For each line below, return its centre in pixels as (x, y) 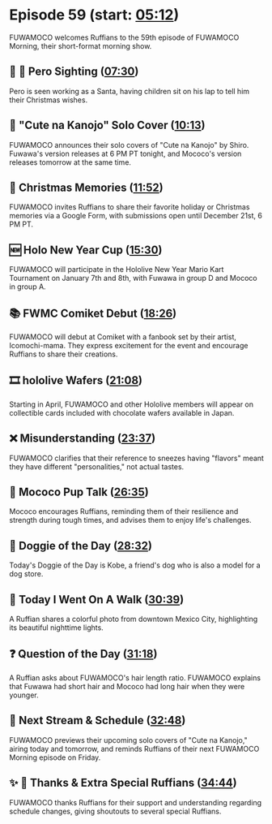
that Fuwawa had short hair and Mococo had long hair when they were (127, 686)
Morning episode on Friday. (55, 757)
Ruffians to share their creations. (64, 354)
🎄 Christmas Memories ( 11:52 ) (87, 187)
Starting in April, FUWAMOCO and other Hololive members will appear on (132, 404)
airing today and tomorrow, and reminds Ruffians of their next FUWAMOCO (134, 749)
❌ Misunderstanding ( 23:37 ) (83, 439)
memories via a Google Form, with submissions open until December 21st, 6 (136, 216)
